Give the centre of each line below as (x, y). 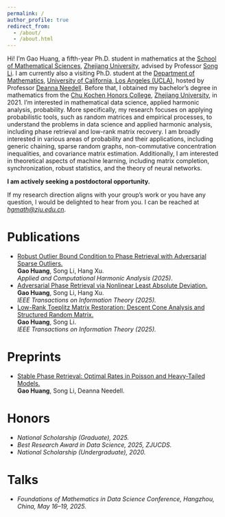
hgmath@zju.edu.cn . (37, 210)
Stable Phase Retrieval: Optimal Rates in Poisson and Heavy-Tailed (111, 376)
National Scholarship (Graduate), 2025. (73, 437)
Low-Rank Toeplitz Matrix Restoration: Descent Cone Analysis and (111, 307)
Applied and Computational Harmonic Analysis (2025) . (95, 278)
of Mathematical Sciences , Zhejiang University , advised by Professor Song (113, 66)
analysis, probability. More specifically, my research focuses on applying (110, 110)
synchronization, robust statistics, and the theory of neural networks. (105, 168)
